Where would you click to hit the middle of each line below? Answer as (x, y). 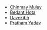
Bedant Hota (23, 12)
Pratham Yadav (25, 23)
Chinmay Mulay (26, 7)
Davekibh (20, 17)
